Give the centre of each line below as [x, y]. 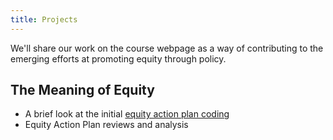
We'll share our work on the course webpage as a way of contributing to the [167, 48]
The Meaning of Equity [82, 90]
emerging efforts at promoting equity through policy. [118, 58]
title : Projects [44, 19]
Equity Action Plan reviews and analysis [106, 125]
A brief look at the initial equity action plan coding [127, 114]
